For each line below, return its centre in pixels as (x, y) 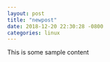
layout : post (26, 13)
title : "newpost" (32, 20)
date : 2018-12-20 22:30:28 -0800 (55, 26)
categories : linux (34, 33)
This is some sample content (48, 52)
